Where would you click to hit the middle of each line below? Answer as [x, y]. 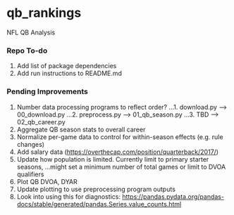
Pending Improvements [48, 91]
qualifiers [30, 174]
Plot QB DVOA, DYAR [47, 181]
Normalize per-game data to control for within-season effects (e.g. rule [120, 137]
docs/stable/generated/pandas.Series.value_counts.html [99, 204]
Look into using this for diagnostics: [69, 196]
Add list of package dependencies [67, 66]
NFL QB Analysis [31, 32]
